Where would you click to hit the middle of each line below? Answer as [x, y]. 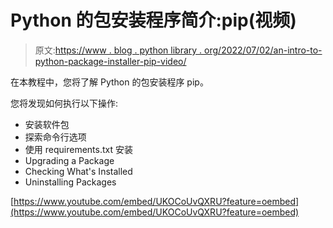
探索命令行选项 [55, 137]
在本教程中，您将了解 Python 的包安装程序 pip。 [109, 82]
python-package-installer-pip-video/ [110, 61]
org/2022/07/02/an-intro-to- [263, 50]
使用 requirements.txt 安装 [78, 149]
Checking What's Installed [78, 171]
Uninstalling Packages [70, 182]
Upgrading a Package [69, 160]
